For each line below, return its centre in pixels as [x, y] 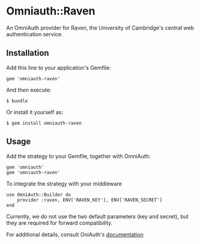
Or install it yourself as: [35, 112]
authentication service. [35, 34]
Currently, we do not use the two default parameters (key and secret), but [98, 216]
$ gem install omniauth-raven [44, 123]
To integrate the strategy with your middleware [64, 183]
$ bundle [17, 101]
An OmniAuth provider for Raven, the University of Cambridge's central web [100, 28]
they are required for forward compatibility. [59, 223]
